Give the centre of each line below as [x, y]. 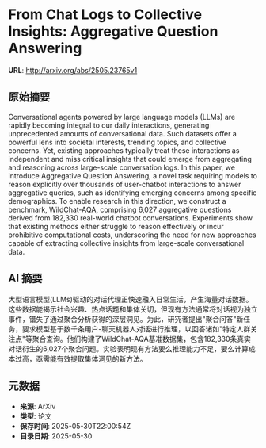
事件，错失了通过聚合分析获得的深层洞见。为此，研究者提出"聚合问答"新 [126, 319]
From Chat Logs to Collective [105, 15]
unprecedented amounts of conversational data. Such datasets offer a [123, 133]
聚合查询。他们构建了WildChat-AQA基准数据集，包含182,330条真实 [142, 339]
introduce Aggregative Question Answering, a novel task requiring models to [133, 175]
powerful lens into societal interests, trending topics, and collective [118, 142]
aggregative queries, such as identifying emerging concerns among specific [133, 193]
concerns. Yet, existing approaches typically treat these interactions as [124, 150]
